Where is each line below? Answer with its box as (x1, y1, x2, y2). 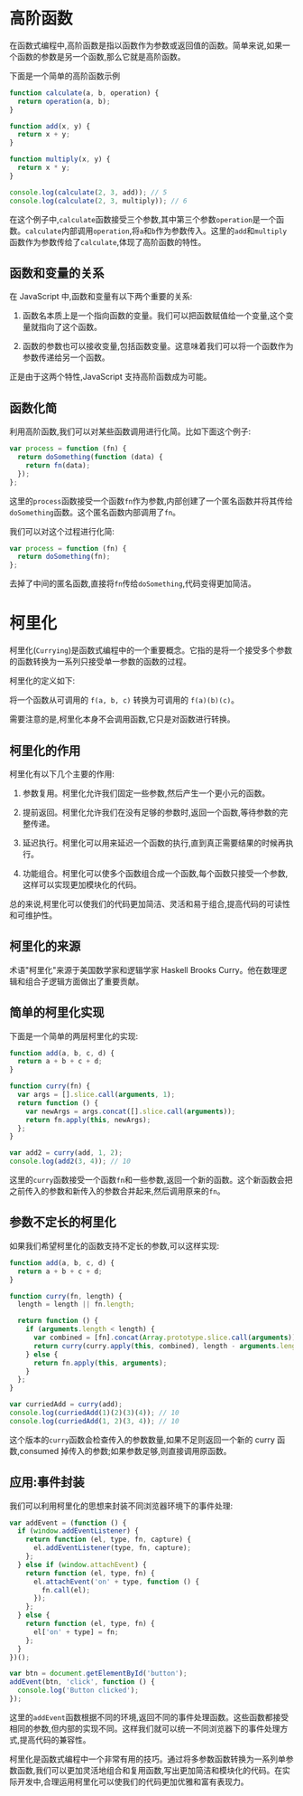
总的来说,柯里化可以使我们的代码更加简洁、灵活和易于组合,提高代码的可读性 (9, 898, 291, 909)
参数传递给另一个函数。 (22, 352, 110, 363)
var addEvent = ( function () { (9, 1518, 127, 1527)
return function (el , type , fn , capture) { (25, 1535, 192, 1545)
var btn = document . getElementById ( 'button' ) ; (9, 1669, 188, 1678)
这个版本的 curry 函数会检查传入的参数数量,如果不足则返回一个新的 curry (9, 1434, 275, 1445)
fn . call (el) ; (41, 1585, 91, 1594)
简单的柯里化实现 (9, 1005, 105, 1020)
